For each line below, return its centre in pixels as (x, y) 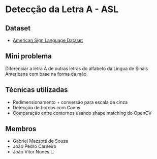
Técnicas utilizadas (37, 90)
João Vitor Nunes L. (34, 152)
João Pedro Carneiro (35, 146)
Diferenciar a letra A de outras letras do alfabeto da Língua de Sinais (77, 68)
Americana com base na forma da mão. (46, 74)
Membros (21, 129)
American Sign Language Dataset (48, 40)
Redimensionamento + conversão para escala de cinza (70, 102)
